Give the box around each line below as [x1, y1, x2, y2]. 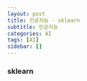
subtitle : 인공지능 [7, 23, 58, 30]
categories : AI [7, 30, 52, 37]
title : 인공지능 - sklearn [7, 17, 81, 24]
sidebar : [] [7, 43, 42, 50]
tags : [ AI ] [7, 37, 39, 44]
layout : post [7, 10, 46, 18]
